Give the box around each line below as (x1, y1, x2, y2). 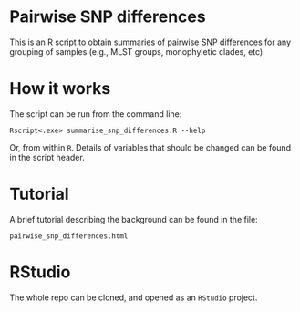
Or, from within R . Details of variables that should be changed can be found (9, 141, 292, 152)
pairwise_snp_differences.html (9, 231, 129, 241)
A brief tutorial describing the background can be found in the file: (9, 213, 258, 224)
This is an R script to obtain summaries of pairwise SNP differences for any (9, 36, 292, 47)
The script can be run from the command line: (9, 108, 182, 120)
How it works (9, 78, 111, 99)
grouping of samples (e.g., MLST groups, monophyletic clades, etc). (9, 46, 266, 57)
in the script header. (9, 151, 85, 162)
